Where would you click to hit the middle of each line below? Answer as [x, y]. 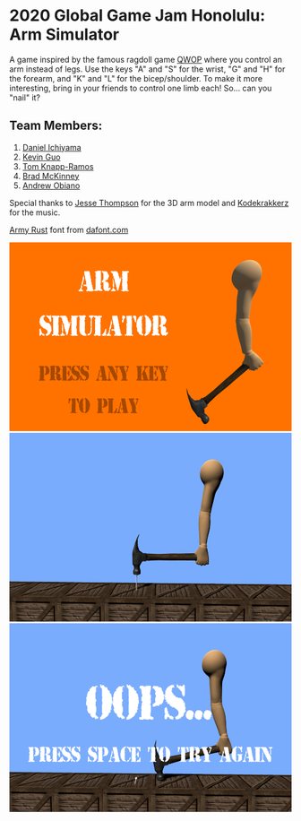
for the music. [35, 212]
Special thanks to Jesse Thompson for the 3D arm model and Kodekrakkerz [149, 203]
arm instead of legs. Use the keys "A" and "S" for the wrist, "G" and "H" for [147, 69]
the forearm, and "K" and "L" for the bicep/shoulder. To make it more [136, 78]
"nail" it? [25, 97]
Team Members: [56, 126]
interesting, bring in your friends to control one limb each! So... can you [141, 88]
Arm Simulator [64, 35]
